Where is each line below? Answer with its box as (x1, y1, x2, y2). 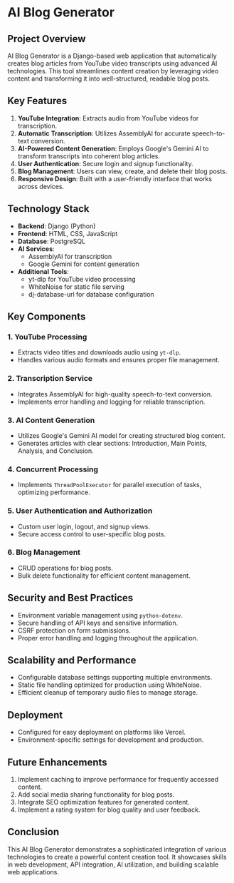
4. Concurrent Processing (7, 464, 98, 474)
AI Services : (17, 244, 55, 253)
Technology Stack (7, 203, 90, 215)
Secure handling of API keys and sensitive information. (17, 618, 179, 627)
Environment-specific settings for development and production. (17, 735, 204, 744)
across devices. (17, 182, 65, 190)
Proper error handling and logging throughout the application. (17, 633, 198, 642)
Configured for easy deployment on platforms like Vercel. (17, 728, 186, 737)
